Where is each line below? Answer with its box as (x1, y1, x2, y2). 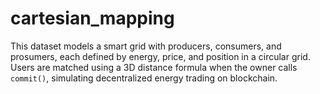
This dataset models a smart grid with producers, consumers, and (10, 40, 282, 52)
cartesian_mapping (10, 7, 175, 30)
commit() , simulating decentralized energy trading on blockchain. (10, 72, 278, 84)
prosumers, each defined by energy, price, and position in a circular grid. (10, 50, 311, 62)
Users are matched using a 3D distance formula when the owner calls (10, 61, 298, 73)
